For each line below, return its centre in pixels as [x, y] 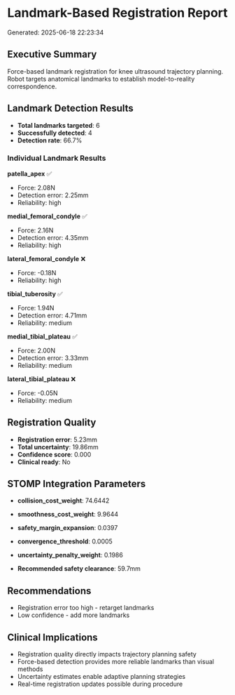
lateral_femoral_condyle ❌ [47, 258]
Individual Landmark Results [57, 158]
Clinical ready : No [44, 462]
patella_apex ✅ [30, 173]
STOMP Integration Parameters [77, 484]
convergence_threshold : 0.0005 [65, 541]
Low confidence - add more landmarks [73, 615]
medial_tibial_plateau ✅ [43, 336]
